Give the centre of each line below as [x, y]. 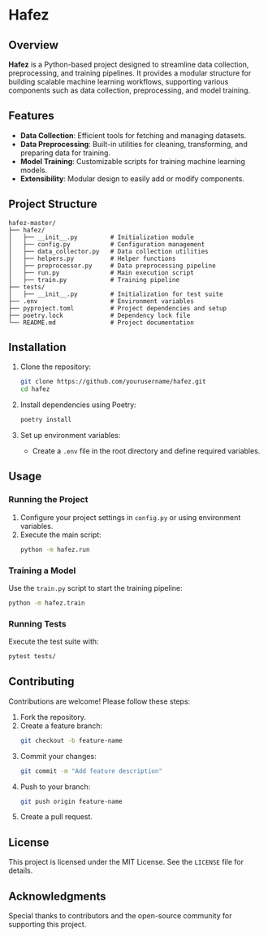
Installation [37, 347]
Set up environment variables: [70, 436]
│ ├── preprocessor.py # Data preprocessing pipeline [112, 266]
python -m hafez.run [55, 549]
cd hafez [35, 389]
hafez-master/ [32, 223]
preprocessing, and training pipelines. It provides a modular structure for [130, 73]
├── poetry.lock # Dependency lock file [99, 315]
